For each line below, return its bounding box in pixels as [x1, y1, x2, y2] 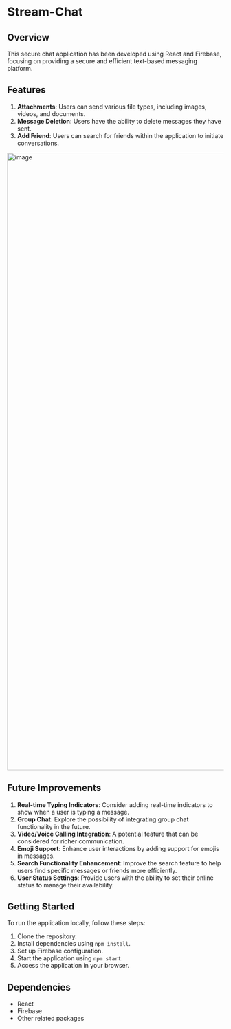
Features [7, 84, 46, 96]
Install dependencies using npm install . [16, 940, 131, 948]
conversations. [16, 139, 60, 147]
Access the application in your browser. [16, 962, 129, 970]
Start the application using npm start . [16, 954, 123, 962]
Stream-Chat [7, 4, 83, 20]
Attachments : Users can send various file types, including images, [16, 102, 208, 111]
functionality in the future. [16, 822, 91, 830]
